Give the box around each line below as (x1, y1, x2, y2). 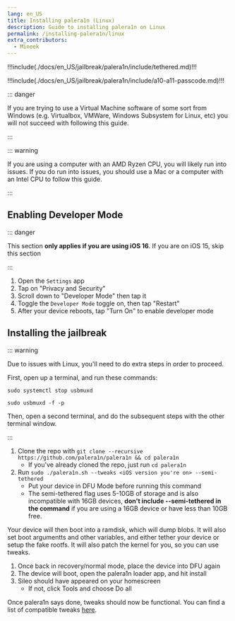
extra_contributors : (7, 37, 68, 44)
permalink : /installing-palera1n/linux (7, 30, 125, 37)
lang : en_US (7, 10, 42, 18)
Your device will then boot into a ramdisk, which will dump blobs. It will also (7, 525, 227, 534)
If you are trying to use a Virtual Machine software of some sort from (7, 104, 207, 112)
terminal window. (7, 419, 57, 428)
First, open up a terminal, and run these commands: (7, 373, 157, 382)
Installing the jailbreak (7, 327, 107, 339)
